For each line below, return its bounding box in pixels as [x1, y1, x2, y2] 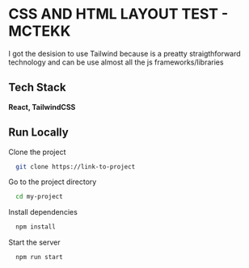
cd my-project [15, 193, 63, 201]
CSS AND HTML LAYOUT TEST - [8, 5, 229, 23]
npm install [15, 223, 57, 231]
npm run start [15, 253, 63, 262]
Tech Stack [8, 81, 66, 94]
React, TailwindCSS [8, 102, 76, 111]
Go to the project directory [8, 177, 97, 186]
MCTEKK [8, 22, 71, 40]
